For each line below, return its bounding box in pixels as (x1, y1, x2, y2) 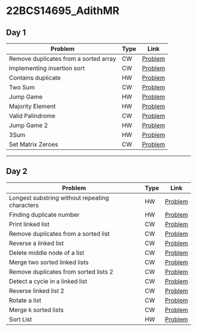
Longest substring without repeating (9, 193, 110, 202)
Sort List (9, 315, 32, 323)
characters (9, 201, 39, 209)
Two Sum (9, 83, 35, 91)
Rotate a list (9, 296, 42, 304)
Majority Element (9, 103, 56, 110)
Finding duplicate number (9, 210, 80, 219)
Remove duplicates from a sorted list (9, 230, 110, 238)
